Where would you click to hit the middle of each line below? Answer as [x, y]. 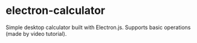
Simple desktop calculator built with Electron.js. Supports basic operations [98, 27]
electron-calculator [55, 11]
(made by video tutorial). [36, 33]
